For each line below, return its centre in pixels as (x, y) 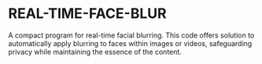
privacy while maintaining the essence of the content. (95, 52)
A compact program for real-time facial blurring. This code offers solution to (131, 35)
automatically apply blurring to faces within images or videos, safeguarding (130, 43)
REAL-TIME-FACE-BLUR (87, 14)
